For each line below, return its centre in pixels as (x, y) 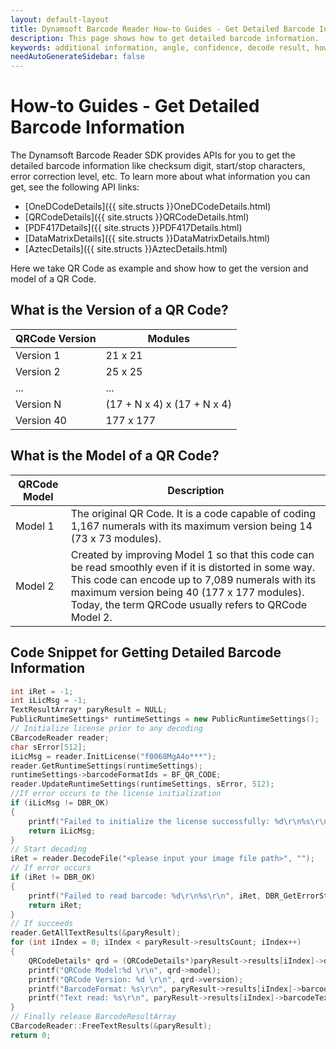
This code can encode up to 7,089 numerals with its (193, 579)
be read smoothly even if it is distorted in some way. (192, 567)
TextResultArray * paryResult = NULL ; (89, 710)
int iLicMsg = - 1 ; (48, 701)
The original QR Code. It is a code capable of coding (193, 513)
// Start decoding (48, 849)
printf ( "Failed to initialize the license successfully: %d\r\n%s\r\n (178, 821)
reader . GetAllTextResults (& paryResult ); (96, 933)
